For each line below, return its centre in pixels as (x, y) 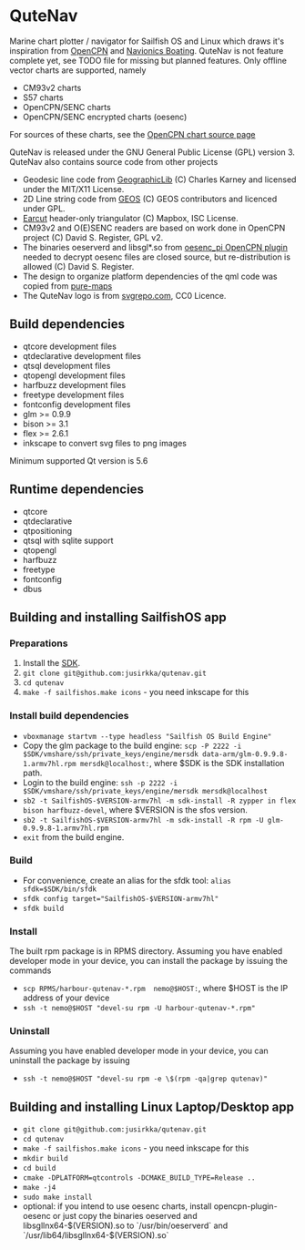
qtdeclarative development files (81, 355)
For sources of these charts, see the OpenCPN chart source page (132, 134)
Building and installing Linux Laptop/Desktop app (152, 1107)
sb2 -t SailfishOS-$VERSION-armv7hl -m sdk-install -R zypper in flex (159, 801)
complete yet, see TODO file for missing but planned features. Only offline (148, 60)
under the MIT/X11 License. (73, 189)
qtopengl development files (74, 375)
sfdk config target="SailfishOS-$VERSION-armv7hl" (121, 898)
